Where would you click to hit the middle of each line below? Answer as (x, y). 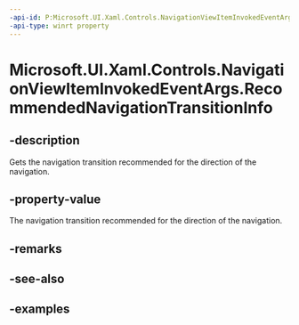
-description (44, 140)
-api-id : (25, 17)
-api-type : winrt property (59, 26)
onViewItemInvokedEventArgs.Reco (146, 89)
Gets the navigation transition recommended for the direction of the (133, 162)
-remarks (36, 249)
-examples (40, 309)
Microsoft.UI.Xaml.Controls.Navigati (147, 70)
